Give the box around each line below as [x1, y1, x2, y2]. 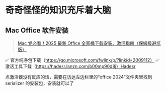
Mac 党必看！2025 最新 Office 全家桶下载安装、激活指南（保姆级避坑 [17, 40, 161, 46]
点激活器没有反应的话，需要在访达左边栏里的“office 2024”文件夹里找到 [5, 74, 152, 80]
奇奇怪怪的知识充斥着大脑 [5, 4, 112, 16]
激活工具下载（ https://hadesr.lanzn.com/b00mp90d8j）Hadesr [5, 63, 136, 69]
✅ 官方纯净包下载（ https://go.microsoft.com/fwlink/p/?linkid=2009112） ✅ [5, 57, 160, 63]
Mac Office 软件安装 [5, 26, 69, 34]
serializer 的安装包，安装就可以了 [5, 80, 74, 86]
